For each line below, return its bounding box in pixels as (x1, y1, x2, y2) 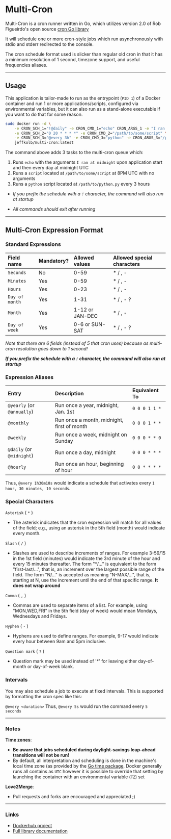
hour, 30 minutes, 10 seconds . (5, 486, 71, 492)
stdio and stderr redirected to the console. (5, 41, 94, 47)
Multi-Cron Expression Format (5, 225, 103, 234)
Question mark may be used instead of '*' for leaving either (12, 658, 137, 664)
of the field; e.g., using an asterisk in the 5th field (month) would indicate (12, 525, 165, 531)
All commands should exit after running (12, 206, 96, 212)
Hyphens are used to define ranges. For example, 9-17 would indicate (12, 633, 159, 639)
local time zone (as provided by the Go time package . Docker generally (12, 763, 162, 769)
